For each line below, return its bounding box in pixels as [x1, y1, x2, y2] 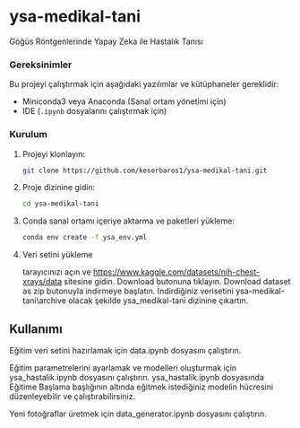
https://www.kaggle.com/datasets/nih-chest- [92, 266, 260, 277]
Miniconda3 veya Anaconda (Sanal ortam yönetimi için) [21, 96, 227, 107]
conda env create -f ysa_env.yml [21, 233, 148, 242]
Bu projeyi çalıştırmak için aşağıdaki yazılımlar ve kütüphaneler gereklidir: [9, 79, 279, 90]
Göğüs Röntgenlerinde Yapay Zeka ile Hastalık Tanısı [9, 36, 204, 47]
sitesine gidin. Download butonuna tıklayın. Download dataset [64, 276, 291, 287]
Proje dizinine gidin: [21, 182, 96, 193]
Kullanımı [9, 321, 63, 336]
